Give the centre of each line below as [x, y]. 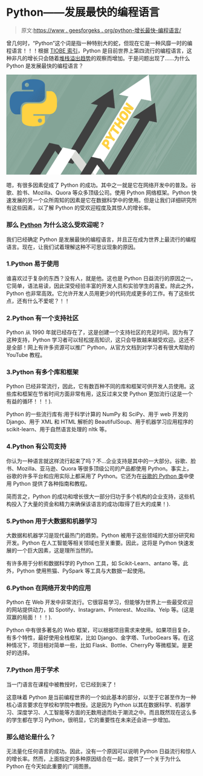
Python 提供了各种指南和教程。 [52, 483]
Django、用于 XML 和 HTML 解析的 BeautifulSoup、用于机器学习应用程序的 [100, 422]
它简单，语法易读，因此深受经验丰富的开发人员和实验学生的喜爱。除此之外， [101, 286]
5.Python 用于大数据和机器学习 [52, 521]
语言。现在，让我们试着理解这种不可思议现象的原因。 [72, 247]
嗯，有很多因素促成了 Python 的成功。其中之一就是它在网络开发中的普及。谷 [101, 185]
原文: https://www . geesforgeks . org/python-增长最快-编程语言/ [101, 30]
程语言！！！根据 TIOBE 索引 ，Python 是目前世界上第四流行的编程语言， [97, 50]
